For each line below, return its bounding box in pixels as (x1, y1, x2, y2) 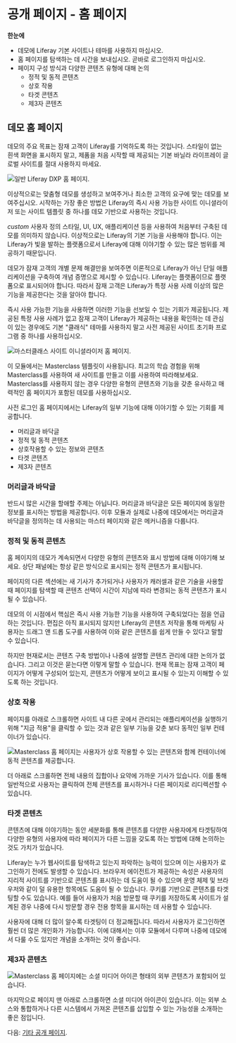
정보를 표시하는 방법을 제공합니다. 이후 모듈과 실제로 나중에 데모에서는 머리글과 (7, 508, 224, 516)
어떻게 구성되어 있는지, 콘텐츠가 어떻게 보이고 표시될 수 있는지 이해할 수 (25, 669, 222, 678)
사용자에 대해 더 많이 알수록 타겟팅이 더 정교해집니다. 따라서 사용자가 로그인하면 (7, 917, 225, 926)
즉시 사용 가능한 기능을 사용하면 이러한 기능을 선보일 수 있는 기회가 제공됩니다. (7, 305, 222, 314)
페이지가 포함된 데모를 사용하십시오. (33, 388, 132, 396)
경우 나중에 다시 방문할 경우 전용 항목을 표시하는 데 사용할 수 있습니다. (20, 902, 212, 911)
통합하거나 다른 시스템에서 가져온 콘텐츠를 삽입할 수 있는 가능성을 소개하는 (20, 1004, 224, 1013)
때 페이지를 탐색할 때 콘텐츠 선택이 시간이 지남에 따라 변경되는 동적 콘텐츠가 (7, 586, 214, 595)
